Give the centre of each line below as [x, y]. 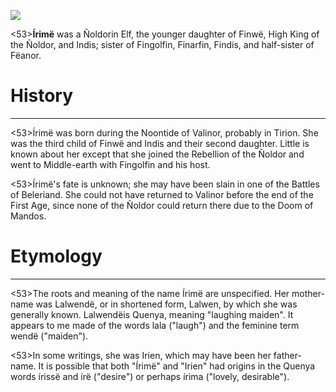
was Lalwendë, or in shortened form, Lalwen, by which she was [166, 304]
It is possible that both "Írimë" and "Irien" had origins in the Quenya [177, 366]
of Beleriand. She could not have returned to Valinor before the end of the [162, 194]
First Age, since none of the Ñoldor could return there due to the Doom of [162, 205]
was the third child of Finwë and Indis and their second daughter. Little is [160, 143]
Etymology [56, 256]
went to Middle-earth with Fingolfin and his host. [110, 164]
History [42, 96]
